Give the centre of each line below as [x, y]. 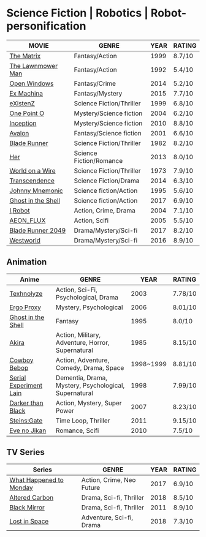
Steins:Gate [26, 421]
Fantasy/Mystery [98, 93]
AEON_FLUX [28, 220]
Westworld [25, 240]
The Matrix [25, 56]
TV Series [25, 452]
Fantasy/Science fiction [108, 133]
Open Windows [32, 83]
